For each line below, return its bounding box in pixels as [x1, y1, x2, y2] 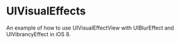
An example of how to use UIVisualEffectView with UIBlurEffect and [6, 24, 174, 31]
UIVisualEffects [6, 4, 86, 18]
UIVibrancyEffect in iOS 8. [6, 30, 71, 37]
